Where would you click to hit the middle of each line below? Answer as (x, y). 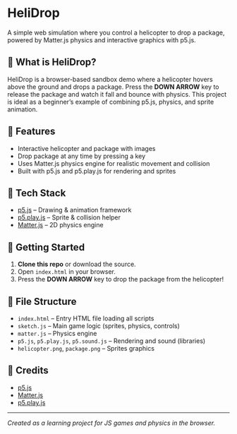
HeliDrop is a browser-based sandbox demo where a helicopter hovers (110, 79)
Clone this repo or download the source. (77, 264)
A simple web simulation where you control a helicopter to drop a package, (116, 32)
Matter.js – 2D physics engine (60, 225)
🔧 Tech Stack (37, 193)
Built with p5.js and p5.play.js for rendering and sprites (97, 171)
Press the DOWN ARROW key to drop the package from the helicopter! (121, 279)
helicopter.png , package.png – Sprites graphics (86, 348)
